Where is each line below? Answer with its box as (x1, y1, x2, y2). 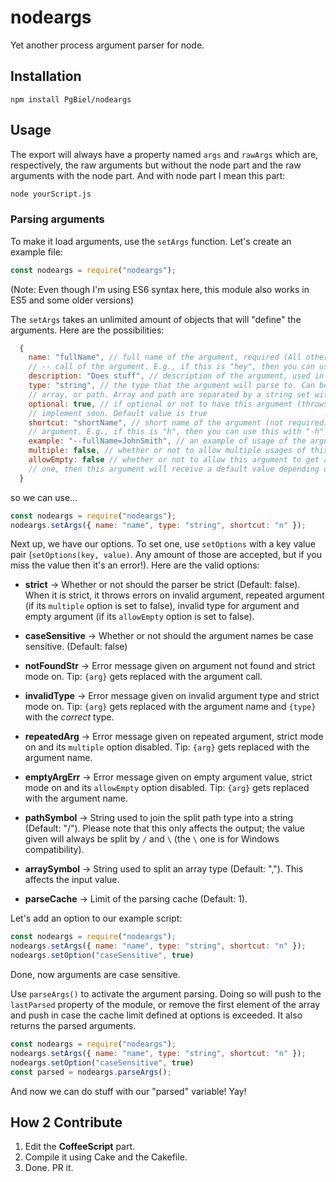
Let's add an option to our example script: (10, 912, 183, 925)
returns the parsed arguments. (10, 1020, 137, 1032)
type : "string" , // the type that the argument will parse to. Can (28, 381, 315, 391)
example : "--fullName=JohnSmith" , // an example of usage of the (28, 436, 307, 446)
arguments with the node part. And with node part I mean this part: (10, 169, 286, 181)
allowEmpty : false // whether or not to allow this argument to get (28, 455, 320, 465)
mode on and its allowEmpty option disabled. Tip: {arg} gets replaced (24, 782, 310, 794)
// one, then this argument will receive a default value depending (28, 464, 320, 474)
